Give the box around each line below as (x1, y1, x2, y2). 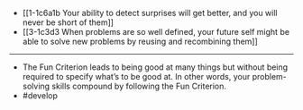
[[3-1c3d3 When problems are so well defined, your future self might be (22, 27, 290, 37)
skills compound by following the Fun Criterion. (51, 80, 227, 91)
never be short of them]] (22, 17, 115, 28)
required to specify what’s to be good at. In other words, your (22, 72, 251, 81)
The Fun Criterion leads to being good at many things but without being (22, 62, 289, 72)
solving (22, 80, 50, 91)
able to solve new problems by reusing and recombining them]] (22, 36, 259, 47)
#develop (22, 90, 59, 101)
